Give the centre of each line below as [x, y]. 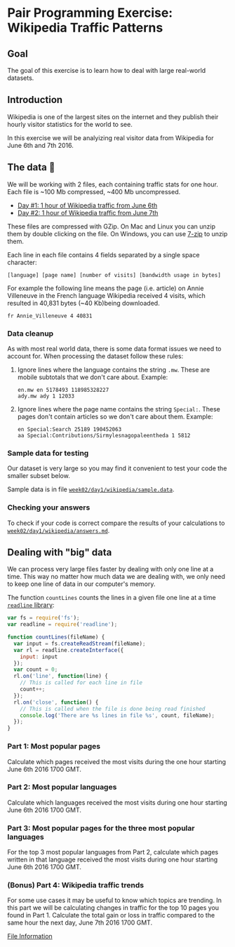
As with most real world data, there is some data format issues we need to [115, 348]
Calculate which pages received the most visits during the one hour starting [117, 761]
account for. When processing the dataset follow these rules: [95, 356]
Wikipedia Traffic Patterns [85, 28]
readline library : [31, 605]
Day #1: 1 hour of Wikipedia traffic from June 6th [87, 205]
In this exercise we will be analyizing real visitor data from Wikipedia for [110, 137]
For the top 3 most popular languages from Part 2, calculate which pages [113, 852]
